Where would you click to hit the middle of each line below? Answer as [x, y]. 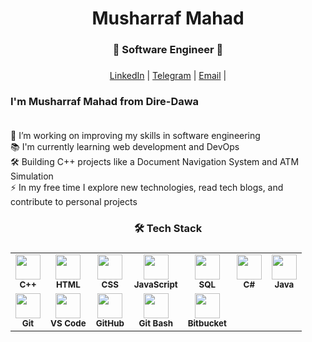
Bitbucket [207, 323]
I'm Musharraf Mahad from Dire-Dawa [105, 101]
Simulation [32, 176]
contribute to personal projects [74, 202]
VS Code [68, 323]
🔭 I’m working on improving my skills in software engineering [135, 136]
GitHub [110, 323]
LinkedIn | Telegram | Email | [168, 76]
